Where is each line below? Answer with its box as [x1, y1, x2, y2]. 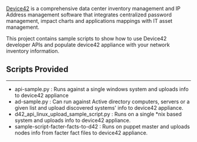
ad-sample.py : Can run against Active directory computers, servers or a [14, 98, 190, 105]
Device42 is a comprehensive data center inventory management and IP [6, 5, 181, 12]
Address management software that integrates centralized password [6, 11, 172, 18]
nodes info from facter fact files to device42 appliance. [14, 129, 148, 136]
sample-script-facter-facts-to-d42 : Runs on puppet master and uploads [14, 123, 191, 130]
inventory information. [6, 48, 60, 55]
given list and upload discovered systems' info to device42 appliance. [14, 104, 184, 111]
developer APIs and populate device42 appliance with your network [6, 41, 170, 48]
